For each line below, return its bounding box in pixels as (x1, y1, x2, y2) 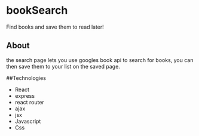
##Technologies (6, 74, 47, 81)
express (14, 92, 35, 99)
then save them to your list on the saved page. (6, 63, 121, 70)
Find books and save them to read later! (6, 23, 105, 30)
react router (14, 98, 45, 106)
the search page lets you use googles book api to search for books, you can (6, 56, 194, 63)
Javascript (14, 118, 41, 125)
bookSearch (6, 4, 68, 17)
